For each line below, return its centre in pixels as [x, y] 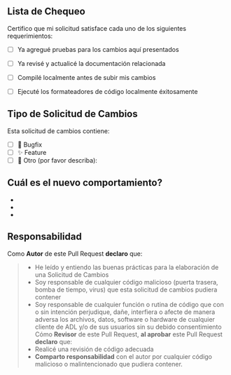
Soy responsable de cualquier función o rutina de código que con [129, 304]
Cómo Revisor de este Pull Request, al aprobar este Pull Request [128, 334]
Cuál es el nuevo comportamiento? [85, 183]
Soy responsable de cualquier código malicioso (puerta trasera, [126, 282]
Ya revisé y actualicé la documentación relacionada [91, 63]
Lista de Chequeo [46, 12]
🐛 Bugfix [30, 144]
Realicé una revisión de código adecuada [94, 349]
